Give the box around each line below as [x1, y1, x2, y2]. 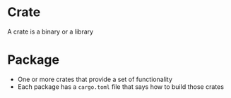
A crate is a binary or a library [7, 27, 94, 36]
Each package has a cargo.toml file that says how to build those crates [17, 82, 225, 91]
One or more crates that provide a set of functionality [17, 75, 173, 83]
